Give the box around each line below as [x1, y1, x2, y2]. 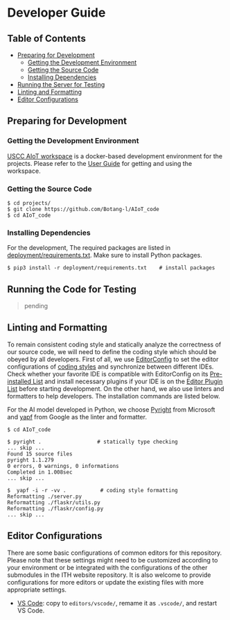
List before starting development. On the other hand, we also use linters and [7, 384, 224, 393]
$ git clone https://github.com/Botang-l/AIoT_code [7, 206, 159, 212]
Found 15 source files [7, 450, 73, 458]
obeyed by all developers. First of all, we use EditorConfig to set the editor [7, 355, 219, 363]
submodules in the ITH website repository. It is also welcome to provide [7, 571, 211, 579]
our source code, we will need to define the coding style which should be [7, 347, 217, 355]
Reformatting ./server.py [7, 493, 82, 500]
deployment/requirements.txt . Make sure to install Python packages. [7, 251, 202, 260]
